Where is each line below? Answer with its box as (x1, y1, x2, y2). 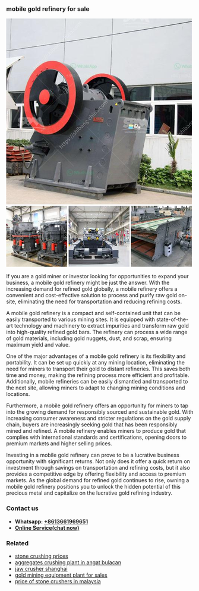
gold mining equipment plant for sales (14, 571, 108, 579)
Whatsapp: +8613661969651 (14, 518, 88, 525)
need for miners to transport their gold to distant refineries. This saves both (6, 365, 191, 373)
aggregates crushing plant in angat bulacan (14, 558, 122, 566)
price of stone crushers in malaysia (14, 577, 101, 584)
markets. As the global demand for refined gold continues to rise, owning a (6, 477, 189, 484)
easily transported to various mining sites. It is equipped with (6, 316, 156, 323)
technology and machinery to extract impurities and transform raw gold (14, 322, 189, 329)
